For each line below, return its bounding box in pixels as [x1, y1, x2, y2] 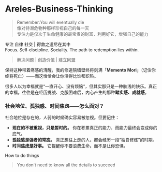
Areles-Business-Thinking [5, 3, 114, 14]
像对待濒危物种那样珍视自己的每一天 [16, 25, 89, 31]
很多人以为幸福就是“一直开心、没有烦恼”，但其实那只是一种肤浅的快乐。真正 [5, 83, 157, 89]
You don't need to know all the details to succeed [16, 162, 116, 168]
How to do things [5, 153, 40, 158]
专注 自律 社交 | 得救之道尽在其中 [5, 41, 71, 47]
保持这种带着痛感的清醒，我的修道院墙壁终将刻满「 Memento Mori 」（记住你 [5, 67, 156, 73]
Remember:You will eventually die [16, 19, 85, 25]
